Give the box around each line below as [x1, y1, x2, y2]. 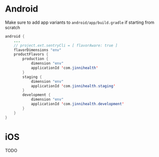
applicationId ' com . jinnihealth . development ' [30, 102, 124, 107]
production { [22, 57, 49, 62]
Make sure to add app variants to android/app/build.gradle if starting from [5, 19, 155, 25]
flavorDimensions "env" [14, 47, 62, 52]
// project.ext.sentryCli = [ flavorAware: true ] [14, 43, 118, 48]
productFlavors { [14, 52, 49, 57]
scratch [5, 24, 20, 30]
